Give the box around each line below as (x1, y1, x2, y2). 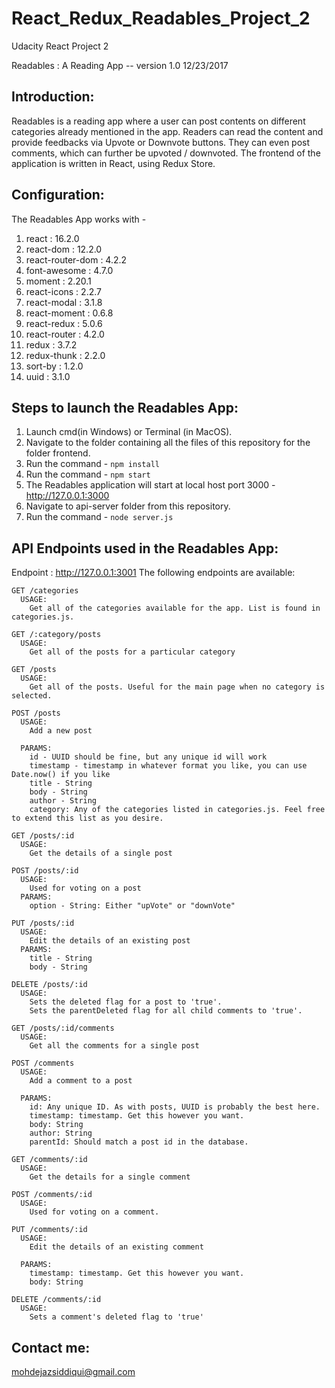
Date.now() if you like (11, 770, 111, 780)
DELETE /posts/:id (11, 980, 88, 990)
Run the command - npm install (25, 458, 160, 470)
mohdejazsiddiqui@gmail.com (11, 1366, 136, 1377)
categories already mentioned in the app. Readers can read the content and (11, 125, 324, 137)
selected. (11, 691, 53, 701)
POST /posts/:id (11, 866, 79, 876)
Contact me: (11, 1339, 91, 1356)
